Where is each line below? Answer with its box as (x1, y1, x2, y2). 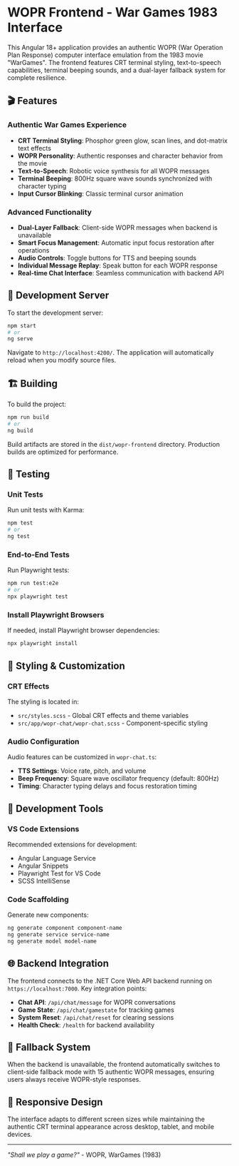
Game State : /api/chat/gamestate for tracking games (17, 1005, 174, 1014)
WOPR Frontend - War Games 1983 (7, 4, 218, 21)
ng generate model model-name (7, 938, 97, 945)
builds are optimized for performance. (7, 447, 119, 456)
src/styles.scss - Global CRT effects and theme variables (17, 711, 189, 719)
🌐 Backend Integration (7, 958, 109, 970)
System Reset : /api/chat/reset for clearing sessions (17, 1013, 174, 1021)
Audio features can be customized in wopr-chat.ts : (7, 753, 157, 761)
